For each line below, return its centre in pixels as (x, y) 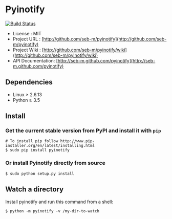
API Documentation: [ (35, 60)
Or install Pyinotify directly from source (56, 163)
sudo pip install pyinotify (40, 150)
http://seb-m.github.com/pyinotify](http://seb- (106, 60)
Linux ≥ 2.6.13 (27, 94)
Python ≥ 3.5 (26, 100)
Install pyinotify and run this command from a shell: (59, 202)
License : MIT (27, 33)
